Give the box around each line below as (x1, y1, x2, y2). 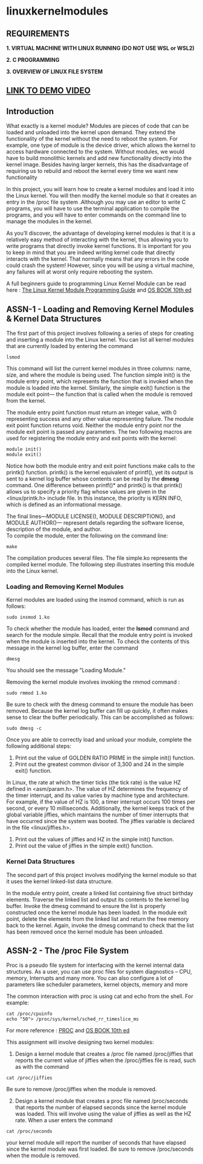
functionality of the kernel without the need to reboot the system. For (6, 135, 178, 143)
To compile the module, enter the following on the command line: (6, 532, 168, 539)
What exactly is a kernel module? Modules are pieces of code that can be (6, 123, 189, 130)
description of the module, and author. (6, 526, 102, 533)
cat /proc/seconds (6, 1128, 53, 1135)
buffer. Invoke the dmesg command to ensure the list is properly (6, 902, 166, 909)
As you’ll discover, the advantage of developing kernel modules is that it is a (6, 229, 195, 237)
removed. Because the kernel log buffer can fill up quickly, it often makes (6, 707, 188, 715)
